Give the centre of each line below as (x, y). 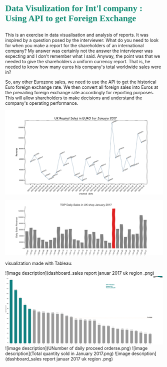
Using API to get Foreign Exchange (71, 18)
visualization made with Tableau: (39, 263)
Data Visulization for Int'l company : (74, 8)
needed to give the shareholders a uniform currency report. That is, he (78, 62)
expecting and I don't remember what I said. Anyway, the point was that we (83, 56)
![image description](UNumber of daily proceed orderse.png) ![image (76, 348)
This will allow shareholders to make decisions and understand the (74, 98)
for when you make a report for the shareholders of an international (74, 46)
